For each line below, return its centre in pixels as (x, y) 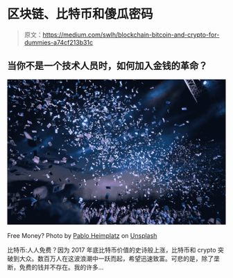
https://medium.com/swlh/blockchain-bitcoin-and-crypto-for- (131, 35)
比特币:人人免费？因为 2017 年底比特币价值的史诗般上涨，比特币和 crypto (112, 250)
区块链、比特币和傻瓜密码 (80, 14)
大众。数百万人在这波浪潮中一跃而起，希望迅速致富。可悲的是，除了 (116, 258)
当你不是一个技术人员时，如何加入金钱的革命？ (107, 66)
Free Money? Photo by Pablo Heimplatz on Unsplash (82, 235)
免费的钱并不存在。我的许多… (61, 267)
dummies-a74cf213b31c (59, 42)
